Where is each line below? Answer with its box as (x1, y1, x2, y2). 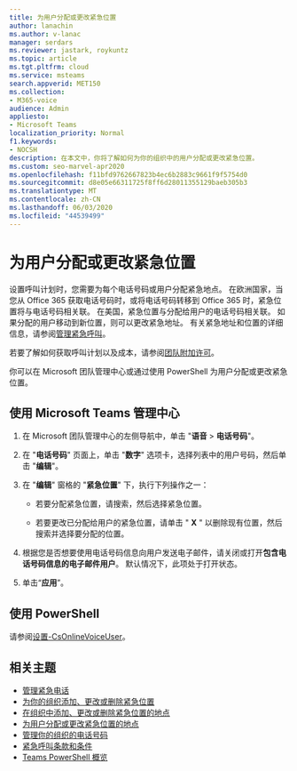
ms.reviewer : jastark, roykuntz (9, 46, 129, 55)
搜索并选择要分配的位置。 (35, 528, 129, 539)
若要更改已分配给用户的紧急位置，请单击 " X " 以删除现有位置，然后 (35, 518, 283, 528)
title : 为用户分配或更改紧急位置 (9, 12, 117, 22)
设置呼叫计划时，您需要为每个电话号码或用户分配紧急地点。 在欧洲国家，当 (9, 284, 284, 294)
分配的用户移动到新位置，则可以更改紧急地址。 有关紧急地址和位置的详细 (16, 317, 284, 327)
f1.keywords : (9, 137, 58, 146)
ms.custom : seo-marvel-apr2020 (9, 162, 125, 171)
